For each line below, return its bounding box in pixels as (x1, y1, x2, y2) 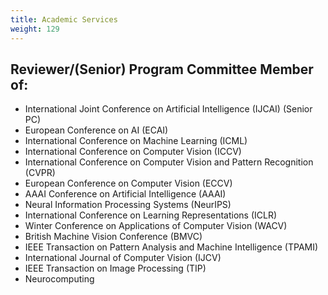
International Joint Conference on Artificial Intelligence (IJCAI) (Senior (24, 103, 313, 115)
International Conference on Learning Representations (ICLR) (24, 209, 278, 221)
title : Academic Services (10, 14, 118, 25)
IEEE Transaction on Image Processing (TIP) (24, 262, 207, 275)
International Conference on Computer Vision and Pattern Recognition (24, 156, 314, 168)
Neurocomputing (24, 273, 95, 285)
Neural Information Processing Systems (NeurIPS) (24, 199, 232, 211)
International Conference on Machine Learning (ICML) (24, 135, 248, 147)
